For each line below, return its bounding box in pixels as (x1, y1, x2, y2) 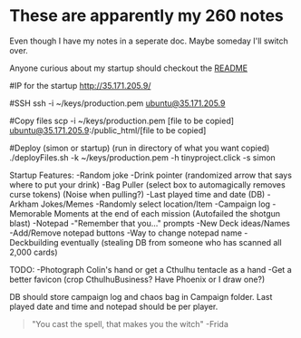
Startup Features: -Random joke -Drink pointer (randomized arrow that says (9, 169, 293, 180)
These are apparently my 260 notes (9, 5, 284, 26)
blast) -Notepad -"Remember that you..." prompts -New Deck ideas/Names (9, 217, 290, 228)
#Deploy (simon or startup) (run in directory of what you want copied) (9, 142, 270, 153)
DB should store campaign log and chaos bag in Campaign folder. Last (9, 291, 273, 302)
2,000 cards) (9, 246, 58, 257)
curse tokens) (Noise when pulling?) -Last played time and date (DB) (9, 188, 266, 199)
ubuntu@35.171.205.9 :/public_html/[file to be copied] (9, 124, 207, 136)
